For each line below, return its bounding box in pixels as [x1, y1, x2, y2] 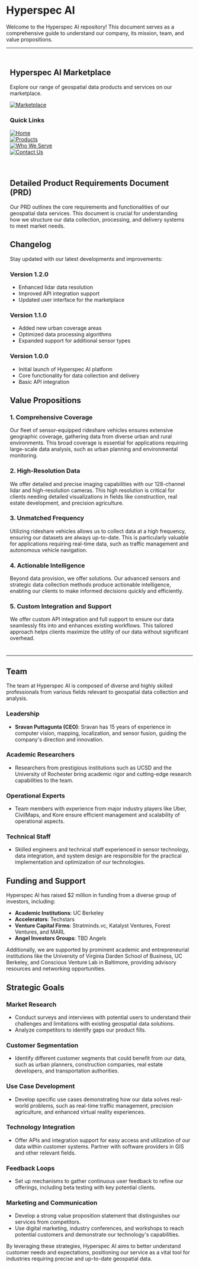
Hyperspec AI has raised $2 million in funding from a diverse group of [6, 892, 176, 899]
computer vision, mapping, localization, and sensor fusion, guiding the [14, 729, 187, 737]
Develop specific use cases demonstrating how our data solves [14, 1096, 170, 1103]
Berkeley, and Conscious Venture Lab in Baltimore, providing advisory [6, 959, 176, 966]
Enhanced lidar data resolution [18, 283, 94, 291]
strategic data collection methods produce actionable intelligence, [9, 581, 172, 588]
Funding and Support [6, 876, 86, 886]
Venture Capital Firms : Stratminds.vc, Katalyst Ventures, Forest [14, 922, 171, 929]
